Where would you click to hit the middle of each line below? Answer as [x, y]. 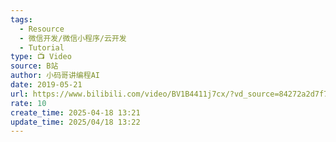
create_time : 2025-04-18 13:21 [75, 112]
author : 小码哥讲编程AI [55, 76]
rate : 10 [28, 103]
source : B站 [34, 66]
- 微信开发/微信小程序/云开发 [73, 38]
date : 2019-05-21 [46, 85]
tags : [21, 19]
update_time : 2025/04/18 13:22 [75, 122]
